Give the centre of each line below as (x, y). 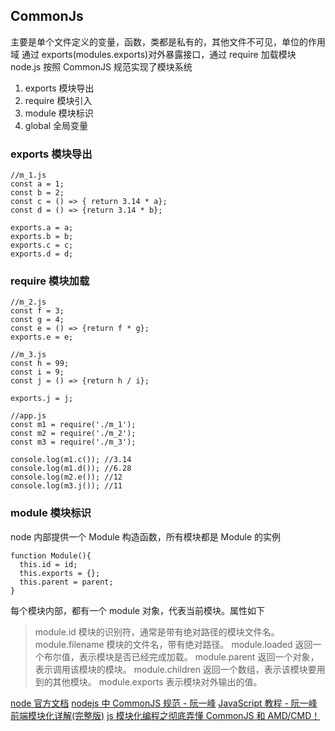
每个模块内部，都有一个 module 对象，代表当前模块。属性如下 (137, 610)
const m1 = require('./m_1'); (73, 425)
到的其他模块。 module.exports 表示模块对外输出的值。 (148, 681)
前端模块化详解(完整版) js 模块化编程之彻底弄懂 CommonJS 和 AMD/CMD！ (165, 715)
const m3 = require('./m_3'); (73, 442)
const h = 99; (40, 364)
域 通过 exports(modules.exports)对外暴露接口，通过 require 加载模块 (153, 54)
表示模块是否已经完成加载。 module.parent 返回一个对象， (199, 656)
